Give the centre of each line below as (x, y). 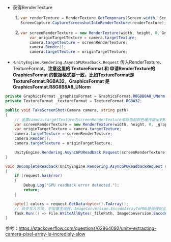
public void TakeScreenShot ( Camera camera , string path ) (67, 110)
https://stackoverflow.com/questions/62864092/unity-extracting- (88, 228)
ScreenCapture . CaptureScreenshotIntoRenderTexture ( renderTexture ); (93, 23)
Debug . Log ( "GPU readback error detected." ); (72, 185)
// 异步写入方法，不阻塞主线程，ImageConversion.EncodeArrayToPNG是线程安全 (90, 208)
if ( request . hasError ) (38, 176)
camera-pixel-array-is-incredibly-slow (45, 234)
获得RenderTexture (33, 7)
